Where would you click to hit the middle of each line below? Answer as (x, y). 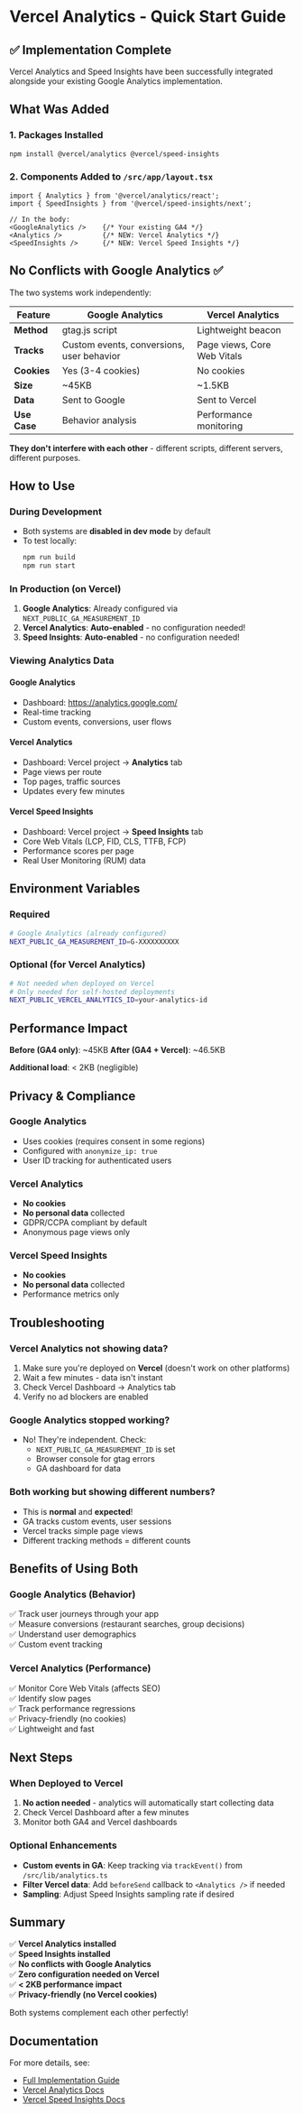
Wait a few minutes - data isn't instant (93, 1378)
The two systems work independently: (80, 292)
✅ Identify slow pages (50, 1698)
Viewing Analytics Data (62, 660)
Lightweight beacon (239, 329)
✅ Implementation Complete (91, 50)
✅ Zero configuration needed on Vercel (84, 1974)
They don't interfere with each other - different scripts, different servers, (147, 448)
